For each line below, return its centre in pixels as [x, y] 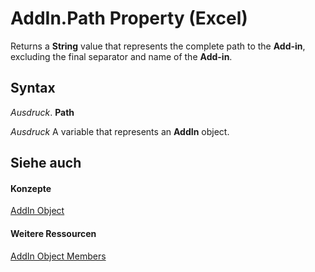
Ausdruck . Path [42, 112]
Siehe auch [46, 163]
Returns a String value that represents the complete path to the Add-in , [158, 46]
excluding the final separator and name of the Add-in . [121, 56]
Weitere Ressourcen [53, 233]
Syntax [33, 88]
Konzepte [31, 188]
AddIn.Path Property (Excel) [129, 18]
